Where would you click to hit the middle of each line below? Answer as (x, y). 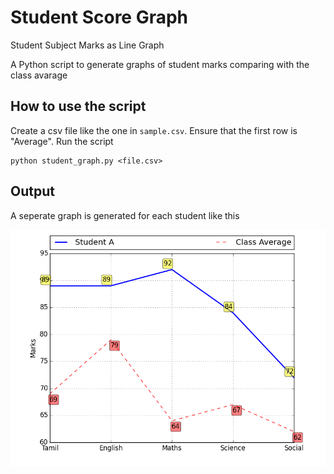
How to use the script (78, 106)
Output (32, 191)
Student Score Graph (99, 17)
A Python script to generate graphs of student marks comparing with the (160, 64)
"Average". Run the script (62, 141)
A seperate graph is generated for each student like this (125, 215)
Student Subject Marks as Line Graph (87, 45)
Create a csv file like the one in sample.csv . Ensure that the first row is (154, 130)
